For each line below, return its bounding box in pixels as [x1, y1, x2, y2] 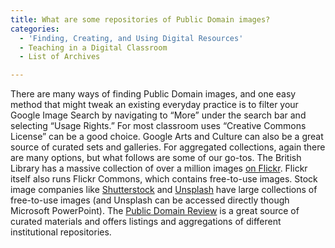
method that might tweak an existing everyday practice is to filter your [10, 99, 299, 111]
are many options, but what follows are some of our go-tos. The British [10, 152, 302, 164]
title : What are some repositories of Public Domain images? [10, 14, 271, 25]
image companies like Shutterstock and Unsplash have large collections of [10, 184, 318, 196]
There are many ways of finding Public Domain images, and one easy [10, 88, 297, 100]
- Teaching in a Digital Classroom [19, 42, 168, 53]
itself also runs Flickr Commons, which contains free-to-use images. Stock [10, 173, 318, 185]
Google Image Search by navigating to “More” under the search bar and [10, 109, 307, 121]
